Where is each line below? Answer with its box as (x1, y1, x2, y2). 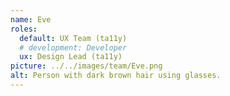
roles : (10, 24, 38, 34)
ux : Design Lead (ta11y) (19, 52, 123, 62)
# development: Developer (19, 42, 128, 53)
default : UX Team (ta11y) (19, 33, 128, 43)
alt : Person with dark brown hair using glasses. (10, 71, 222, 81)
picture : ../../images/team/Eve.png (10, 61, 163, 71)
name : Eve (10, 14, 52, 25)
